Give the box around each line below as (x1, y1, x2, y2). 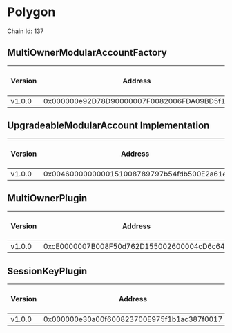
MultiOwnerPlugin (7, 192, 88, 204)
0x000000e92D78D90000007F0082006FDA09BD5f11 (43, 96, 230, 105)
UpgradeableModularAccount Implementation (7, 120, 210, 132)
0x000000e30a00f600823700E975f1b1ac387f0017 (43, 314, 223, 324)
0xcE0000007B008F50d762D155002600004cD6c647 (43, 242, 230, 252)
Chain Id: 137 (7, 27, 44, 35)
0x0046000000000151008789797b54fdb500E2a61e (43, 169, 227, 179)
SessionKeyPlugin (7, 265, 88, 276)
